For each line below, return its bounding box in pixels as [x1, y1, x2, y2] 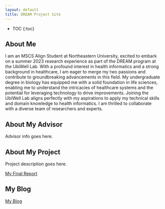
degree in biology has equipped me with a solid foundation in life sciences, [5, 79, 158, 85]
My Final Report [5, 170, 38, 176]
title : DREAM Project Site [5, 12, 61, 17]
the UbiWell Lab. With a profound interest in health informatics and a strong [5, 64, 159, 70]
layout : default [5, 7, 39, 12]
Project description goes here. [5, 161, 67, 167]
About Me [5, 40, 36, 48]
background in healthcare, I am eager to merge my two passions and [5, 69, 146, 75]
